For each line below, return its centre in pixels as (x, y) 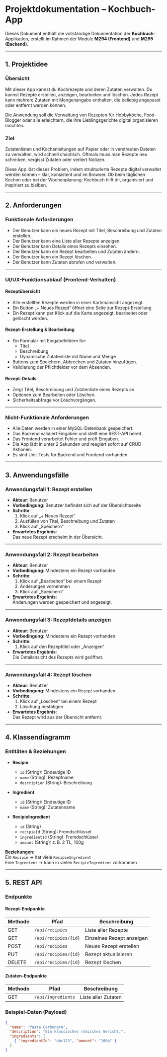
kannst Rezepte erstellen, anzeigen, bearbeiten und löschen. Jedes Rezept (82, 94)
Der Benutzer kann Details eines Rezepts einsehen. (65, 246)
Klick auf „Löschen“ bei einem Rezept (58, 701)
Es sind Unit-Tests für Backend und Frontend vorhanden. (71, 455)
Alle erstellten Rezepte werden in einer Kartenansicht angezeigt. (78, 302)
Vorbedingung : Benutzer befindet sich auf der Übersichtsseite (77, 505)
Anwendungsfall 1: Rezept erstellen (49, 489)
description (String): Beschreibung (56, 782)
